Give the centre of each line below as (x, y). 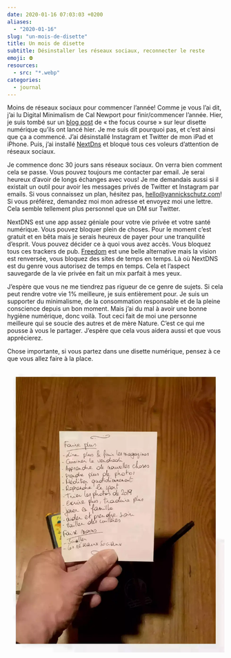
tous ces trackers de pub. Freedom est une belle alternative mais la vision (112, 251)
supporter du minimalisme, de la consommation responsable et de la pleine (114, 301)
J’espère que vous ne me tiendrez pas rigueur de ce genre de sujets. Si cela (115, 287)
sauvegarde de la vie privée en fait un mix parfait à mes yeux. (94, 274)
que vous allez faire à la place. (50, 359)
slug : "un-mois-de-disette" (48, 37)
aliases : (20, 22)
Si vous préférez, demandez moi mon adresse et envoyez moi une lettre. (110, 202)
